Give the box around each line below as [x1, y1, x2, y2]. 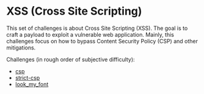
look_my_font [15, 81, 49, 88]
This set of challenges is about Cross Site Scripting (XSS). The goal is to [6, 24, 188, 32]
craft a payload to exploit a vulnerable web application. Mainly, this [6, 31, 174, 38]
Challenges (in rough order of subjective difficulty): [6, 56, 136, 63]
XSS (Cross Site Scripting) [6, 4, 142, 18]
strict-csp [15, 74, 40, 81]
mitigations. [6, 44, 36, 51]
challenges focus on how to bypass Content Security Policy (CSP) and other [6, 37, 199, 45]
